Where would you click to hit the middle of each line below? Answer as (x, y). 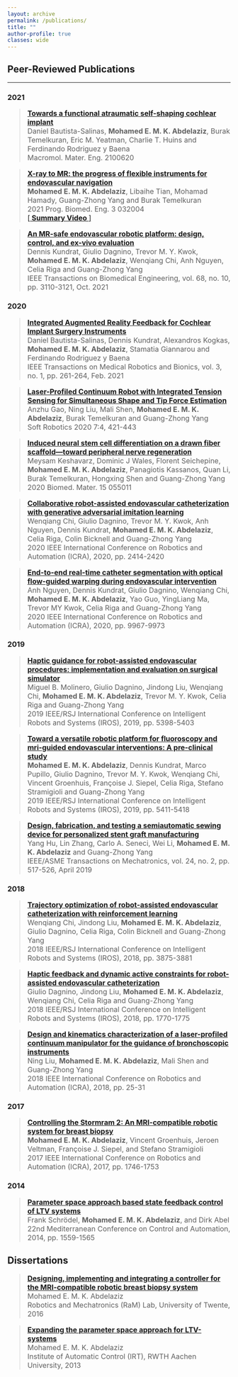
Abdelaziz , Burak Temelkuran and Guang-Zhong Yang (118, 418)
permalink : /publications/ (47, 21)
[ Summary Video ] (59, 218)
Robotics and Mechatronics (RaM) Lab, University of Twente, (129, 1305)
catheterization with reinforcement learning (103, 914)
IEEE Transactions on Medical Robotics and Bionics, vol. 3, (125, 367)
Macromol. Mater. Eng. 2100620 (81, 158)
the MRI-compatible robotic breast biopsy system (113, 1287)
